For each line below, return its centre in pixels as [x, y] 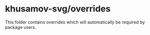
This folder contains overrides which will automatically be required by [75, 22]
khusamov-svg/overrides [58, 9]
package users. [21, 27]
